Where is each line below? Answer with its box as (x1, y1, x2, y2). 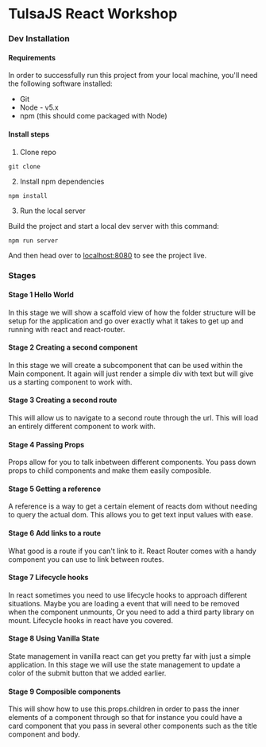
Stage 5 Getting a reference (8, 484, 102, 493)
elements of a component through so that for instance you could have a (8, 713, 243, 722)
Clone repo (19, 147, 57, 157)
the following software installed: (8, 79, 113, 88)
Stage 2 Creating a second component (8, 343, 138, 352)
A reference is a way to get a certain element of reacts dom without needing (8, 501, 258, 511)
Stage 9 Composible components (8, 687, 121, 696)
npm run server (8, 236, 59, 245)
